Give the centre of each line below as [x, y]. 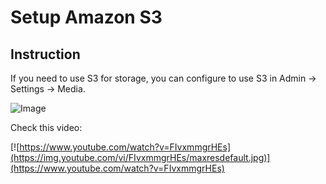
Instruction [45, 54]
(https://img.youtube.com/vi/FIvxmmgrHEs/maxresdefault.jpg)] [140, 157]
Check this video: [46, 127]
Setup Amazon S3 [86, 17]
